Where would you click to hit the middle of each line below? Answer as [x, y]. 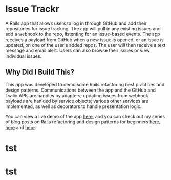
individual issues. [24, 56]
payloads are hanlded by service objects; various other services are [77, 101]
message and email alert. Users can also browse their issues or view [78, 50]
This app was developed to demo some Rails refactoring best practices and [85, 84]
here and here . [21, 127]
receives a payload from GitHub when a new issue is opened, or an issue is [84, 40]
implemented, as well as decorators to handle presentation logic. [73, 106]
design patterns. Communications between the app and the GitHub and [81, 90]
